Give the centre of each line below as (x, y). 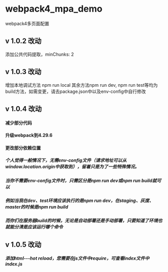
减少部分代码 (18, 123)
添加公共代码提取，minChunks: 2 (40, 54)
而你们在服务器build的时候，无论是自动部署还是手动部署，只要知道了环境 (81, 221)
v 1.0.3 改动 (23, 72)
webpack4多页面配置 (27, 23)
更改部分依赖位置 (23, 148)
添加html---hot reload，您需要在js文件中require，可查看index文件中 (77, 258)
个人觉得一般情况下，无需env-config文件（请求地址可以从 (66, 160)
